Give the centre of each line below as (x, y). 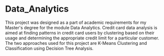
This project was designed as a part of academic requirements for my (76, 22)
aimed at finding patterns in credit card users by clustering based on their (80, 33)
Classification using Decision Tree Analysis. (49, 48)
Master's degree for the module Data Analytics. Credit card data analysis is (81, 27)
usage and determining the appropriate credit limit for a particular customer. (82, 38)
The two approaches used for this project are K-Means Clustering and (76, 43)
